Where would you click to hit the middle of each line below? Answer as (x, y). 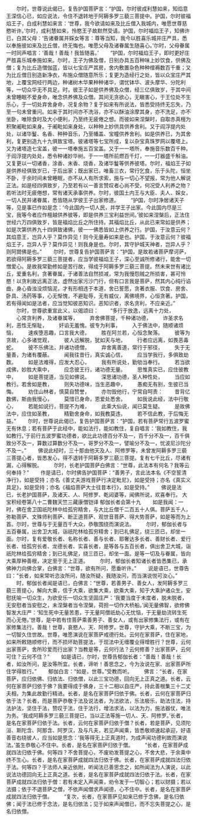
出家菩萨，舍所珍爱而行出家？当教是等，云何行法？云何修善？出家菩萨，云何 (98, 649)
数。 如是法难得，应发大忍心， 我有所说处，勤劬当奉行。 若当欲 (98, 362)
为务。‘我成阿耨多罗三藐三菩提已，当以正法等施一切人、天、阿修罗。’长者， (96, 715)
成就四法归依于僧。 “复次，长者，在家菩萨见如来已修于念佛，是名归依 (95, 796)
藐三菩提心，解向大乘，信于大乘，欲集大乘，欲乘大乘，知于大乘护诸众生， (96, 590)
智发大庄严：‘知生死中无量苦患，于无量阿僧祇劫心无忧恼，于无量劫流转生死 (97, 612)
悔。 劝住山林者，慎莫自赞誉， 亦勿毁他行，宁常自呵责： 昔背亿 (98, 391)
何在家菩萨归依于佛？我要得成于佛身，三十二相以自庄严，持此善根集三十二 (96, 686)
